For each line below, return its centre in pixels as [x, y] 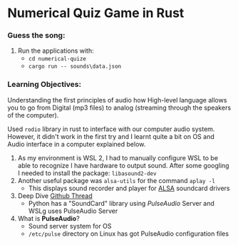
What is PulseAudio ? [48, 218]
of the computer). [33, 115]
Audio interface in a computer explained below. [77, 144]
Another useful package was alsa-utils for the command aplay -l [117, 180]
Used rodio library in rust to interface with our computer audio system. [111, 129]
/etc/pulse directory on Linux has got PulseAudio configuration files [129, 234]
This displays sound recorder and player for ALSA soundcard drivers [129, 188]
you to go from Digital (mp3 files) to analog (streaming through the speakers [119, 108]
